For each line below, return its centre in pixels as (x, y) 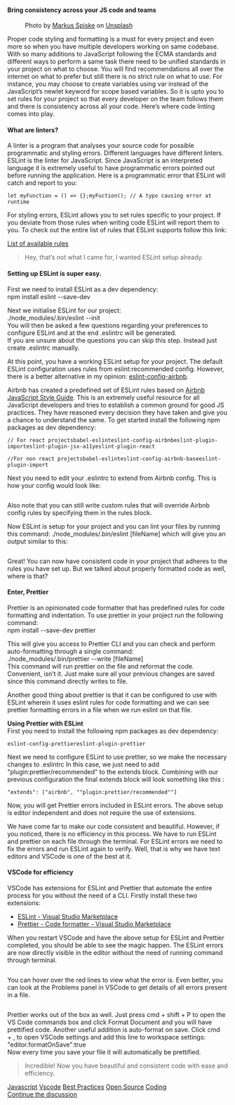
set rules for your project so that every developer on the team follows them (115, 99)
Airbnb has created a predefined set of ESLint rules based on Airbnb (106, 390)
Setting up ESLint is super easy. (54, 273)
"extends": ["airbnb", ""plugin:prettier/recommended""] (92, 792)
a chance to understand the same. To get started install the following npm (114, 419)
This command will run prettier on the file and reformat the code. (101, 666)
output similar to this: (38, 541)
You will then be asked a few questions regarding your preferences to (108, 325)
